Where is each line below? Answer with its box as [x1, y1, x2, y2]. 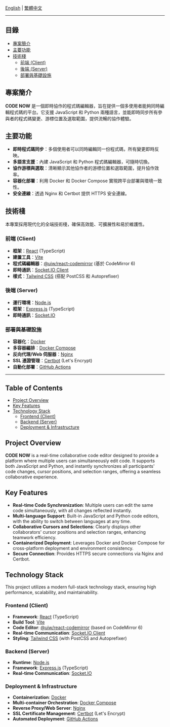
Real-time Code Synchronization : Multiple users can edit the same [12, 502, 153, 508]
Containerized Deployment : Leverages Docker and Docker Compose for [12, 540, 165, 546]
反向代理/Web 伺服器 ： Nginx [12, 351, 73, 357]
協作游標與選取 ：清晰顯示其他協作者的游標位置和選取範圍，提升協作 [12, 165, 155, 171]
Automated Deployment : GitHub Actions [12, 716, 98, 722]
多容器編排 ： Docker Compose [12, 345, 76, 351]
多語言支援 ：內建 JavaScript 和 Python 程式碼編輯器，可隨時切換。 [12, 159, 153, 165]
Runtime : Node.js [12, 659, 50, 665]
